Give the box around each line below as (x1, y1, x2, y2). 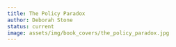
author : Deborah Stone (7, 17, 73, 23)
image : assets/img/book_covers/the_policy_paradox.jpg (7, 29, 170, 37)
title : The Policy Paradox (7, 10, 86, 17)
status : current (7, 23, 54, 30)
